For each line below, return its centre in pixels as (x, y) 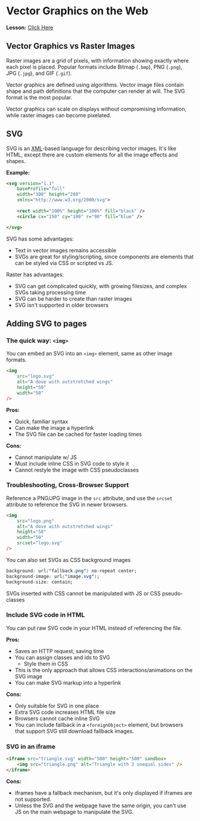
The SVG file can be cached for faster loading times (78, 434)
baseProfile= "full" (41, 189)
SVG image (29, 676)
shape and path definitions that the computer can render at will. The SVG (96, 91)
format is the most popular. (39, 97)
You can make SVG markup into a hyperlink (68, 682)
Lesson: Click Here (30, 27)
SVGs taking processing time (50, 292)
